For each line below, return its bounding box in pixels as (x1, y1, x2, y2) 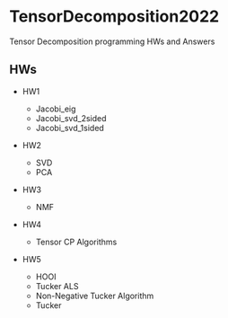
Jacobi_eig (35, 103, 76, 114)
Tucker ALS (35, 280, 79, 291)
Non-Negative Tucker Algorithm (35, 290, 154, 301)
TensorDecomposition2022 (9, 6, 220, 27)
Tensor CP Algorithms (35, 236, 118, 247)
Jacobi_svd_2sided (35, 112, 107, 123)
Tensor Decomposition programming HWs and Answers (9, 36, 215, 47)
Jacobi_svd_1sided (35, 122, 105, 133)
